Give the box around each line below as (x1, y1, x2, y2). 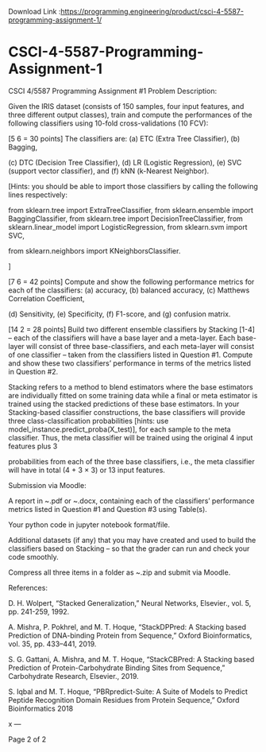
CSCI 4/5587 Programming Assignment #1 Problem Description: (8, 86, 217, 95)
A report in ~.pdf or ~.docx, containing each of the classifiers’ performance (8, 496, 255, 506)
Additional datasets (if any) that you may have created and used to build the (8, 535, 256, 545)
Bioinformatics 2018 (8, 704, 74, 713)
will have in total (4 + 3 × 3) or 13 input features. (8, 465, 165, 475)
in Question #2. (8, 366, 59, 376)
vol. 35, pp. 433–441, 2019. (8, 639, 97, 649)
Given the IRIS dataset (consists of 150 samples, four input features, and (8, 101, 245, 110)
